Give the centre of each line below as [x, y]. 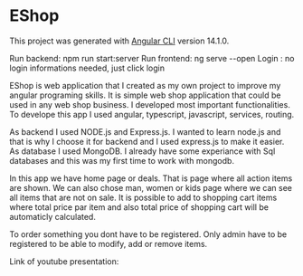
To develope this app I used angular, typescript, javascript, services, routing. [152, 114]
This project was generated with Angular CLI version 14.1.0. [119, 41]
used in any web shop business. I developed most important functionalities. [150, 104]
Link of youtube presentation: [64, 261]
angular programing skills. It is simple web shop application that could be [145, 95]
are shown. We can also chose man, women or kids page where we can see [151, 187]
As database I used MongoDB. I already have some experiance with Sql [142, 151]
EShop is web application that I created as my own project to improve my [145, 85]
